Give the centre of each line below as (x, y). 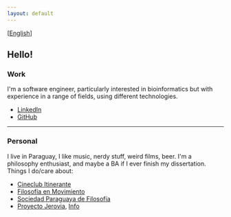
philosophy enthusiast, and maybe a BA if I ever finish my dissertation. (107, 163)
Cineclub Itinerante (44, 184)
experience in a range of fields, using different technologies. (92, 96)
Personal (22, 141)
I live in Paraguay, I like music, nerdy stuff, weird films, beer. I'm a (100, 156)
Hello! (20, 55)
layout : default (30, 13)
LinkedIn (29, 110)
